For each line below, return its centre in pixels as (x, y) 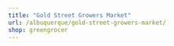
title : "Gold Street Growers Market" (70, 15)
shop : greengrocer (38, 30)
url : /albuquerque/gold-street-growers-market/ (87, 23)
